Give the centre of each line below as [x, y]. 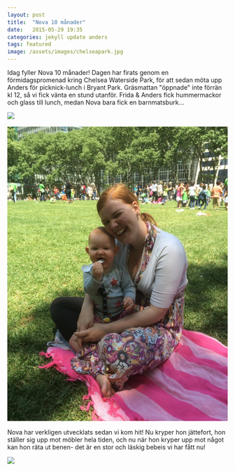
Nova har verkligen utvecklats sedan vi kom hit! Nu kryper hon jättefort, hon [116, 432]
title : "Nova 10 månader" [47, 22]
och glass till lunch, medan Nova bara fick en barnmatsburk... [95, 102]
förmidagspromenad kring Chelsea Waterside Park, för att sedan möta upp [115, 80]
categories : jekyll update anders [58, 37]
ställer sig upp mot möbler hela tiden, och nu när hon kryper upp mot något [115, 439]
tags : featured [29, 45]
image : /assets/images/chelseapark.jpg [65, 52]
